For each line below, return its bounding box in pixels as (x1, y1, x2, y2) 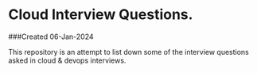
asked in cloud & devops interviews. (8, 56, 127, 65)
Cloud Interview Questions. (8, 6, 193, 24)
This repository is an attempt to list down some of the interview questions (8, 47, 249, 56)
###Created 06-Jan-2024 (8, 32, 94, 41)
